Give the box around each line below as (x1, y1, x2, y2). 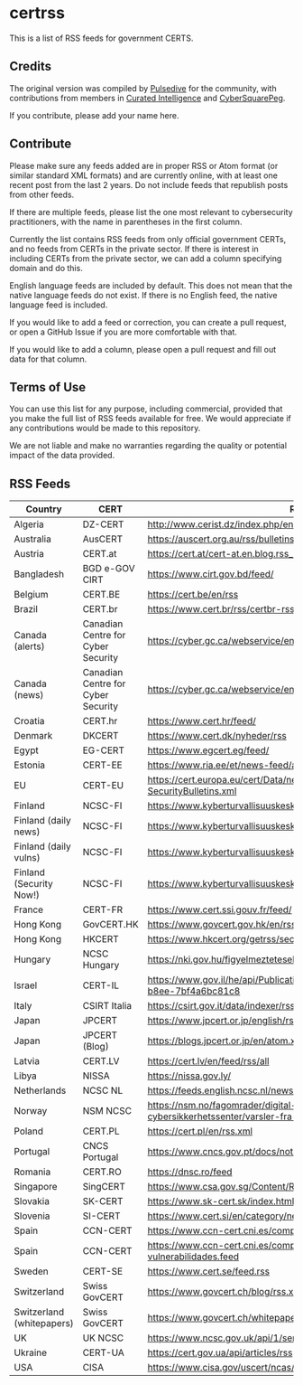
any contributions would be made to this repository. (9, 423, 201, 434)
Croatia (14, 715, 45, 728)
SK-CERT (82, 1195, 124, 1208)
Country (25, 503, 62, 515)
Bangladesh (14, 568, 65, 580)
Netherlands (14, 1084, 67, 1097)
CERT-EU (82, 779, 124, 792)
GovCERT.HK (82, 919, 139, 931)
